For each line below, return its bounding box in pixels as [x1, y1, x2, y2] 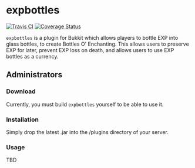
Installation [6, 115, 39, 124]
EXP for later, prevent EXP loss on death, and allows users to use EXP [6, 46, 174, 53]
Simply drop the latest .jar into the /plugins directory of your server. [6, 128, 169, 135]
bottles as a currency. [6, 53, 59, 60]
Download [6, 87, 36, 95]
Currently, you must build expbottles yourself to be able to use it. [6, 101, 164, 108]
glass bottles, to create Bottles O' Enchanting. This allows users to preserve [6, 40, 189, 47]
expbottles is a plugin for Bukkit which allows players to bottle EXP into [6, 34, 179, 41]
